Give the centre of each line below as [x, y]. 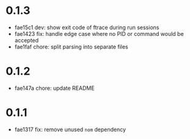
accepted [27, 40]
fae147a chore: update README [55, 88]
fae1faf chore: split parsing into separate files [71, 47]
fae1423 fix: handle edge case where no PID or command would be [99, 33]
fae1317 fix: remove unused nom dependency [70, 129]
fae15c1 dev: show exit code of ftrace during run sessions [87, 27]
